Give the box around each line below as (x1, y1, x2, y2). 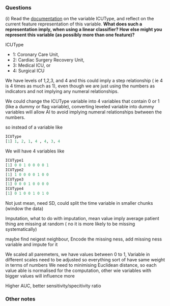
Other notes (5, 295, 36, 302)
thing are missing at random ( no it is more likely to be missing (5, 221, 135, 227)
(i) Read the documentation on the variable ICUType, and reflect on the (5, 16, 154, 22)
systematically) (5, 226, 37, 232)
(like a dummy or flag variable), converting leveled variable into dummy (5, 104, 154, 110)
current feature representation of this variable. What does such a (5, 21, 143, 27)
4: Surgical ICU (12, 68, 45, 74)
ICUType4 (5, 186, 24, 192)
